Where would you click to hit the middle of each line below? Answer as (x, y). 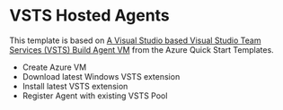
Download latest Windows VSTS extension (101, 76)
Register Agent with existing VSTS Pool (95, 96)
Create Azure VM (54, 67)
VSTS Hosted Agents (90, 16)
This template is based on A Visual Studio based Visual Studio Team (135, 40)
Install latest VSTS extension (75, 86)
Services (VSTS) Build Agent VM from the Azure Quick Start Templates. (141, 49)
